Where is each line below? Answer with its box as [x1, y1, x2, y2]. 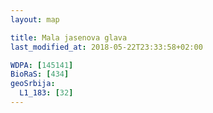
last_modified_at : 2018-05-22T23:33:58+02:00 [10, 42, 203, 52]
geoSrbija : [10, 79, 56, 89]
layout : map [10, 14, 60, 25]
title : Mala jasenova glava [10, 32, 128, 43]
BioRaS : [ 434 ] [10, 69, 70, 80]
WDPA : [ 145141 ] [10, 60, 74, 70]
